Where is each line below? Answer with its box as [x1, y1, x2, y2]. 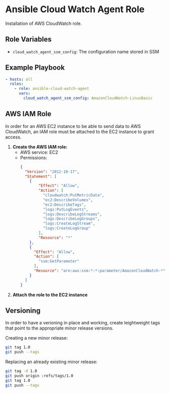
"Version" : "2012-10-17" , [24, 169, 79, 174]
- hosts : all [5, 77, 33, 82]
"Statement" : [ [24, 174, 57, 179]
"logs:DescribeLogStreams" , [42, 212, 102, 217]
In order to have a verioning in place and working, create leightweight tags [5, 320, 160, 326]
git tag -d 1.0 [5, 369, 37, 374]
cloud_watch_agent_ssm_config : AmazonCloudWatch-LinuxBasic [23, 95, 153, 101]
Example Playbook [5, 63, 65, 72]
